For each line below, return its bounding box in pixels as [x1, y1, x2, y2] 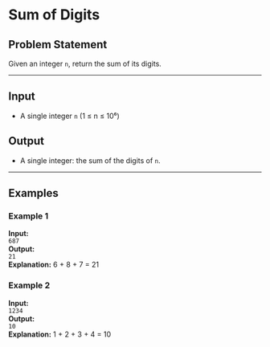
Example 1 [8, 210, 49, 222]
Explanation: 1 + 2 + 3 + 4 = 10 [8, 329, 112, 339]
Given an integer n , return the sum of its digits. [8, 59, 162, 68]
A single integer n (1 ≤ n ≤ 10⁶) [19, 111, 121, 120]
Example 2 [8, 280, 51, 291]
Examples [8, 186, 59, 200]
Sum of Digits [8, 6, 100, 24]
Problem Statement [8, 38, 108, 51]
